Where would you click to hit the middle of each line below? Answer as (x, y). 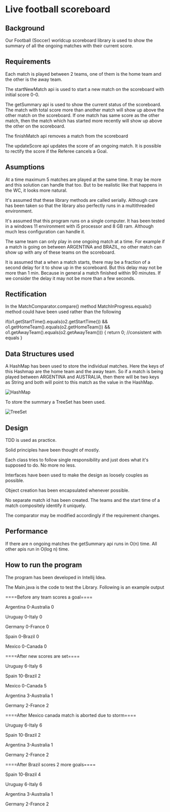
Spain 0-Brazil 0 (22, 636)
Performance (27, 532)
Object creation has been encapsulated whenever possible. (67, 490)
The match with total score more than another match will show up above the (85, 110)
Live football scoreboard (58, 9)
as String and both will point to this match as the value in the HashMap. (79, 382)
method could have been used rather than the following (63, 312)
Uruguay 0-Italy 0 (24, 617)
